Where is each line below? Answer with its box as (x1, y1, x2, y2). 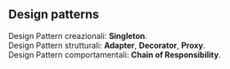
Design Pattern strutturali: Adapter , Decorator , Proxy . (8, 40, 206, 50)
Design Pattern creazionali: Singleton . (8, 30, 148, 41)
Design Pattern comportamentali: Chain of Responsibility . (8, 49, 221, 60)
